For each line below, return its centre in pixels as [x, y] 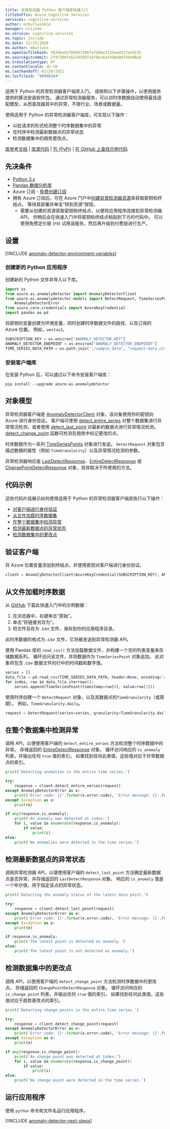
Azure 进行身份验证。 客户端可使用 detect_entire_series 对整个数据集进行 [81, 420]
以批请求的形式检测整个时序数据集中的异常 [57, 126]
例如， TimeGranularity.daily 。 [50, 703]
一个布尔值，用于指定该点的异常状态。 [45, 885]
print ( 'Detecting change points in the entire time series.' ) [72, 1010]
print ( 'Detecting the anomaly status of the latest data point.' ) [77, 895]
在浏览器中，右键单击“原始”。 [44, 616]
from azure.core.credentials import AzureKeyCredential [65, 308]
